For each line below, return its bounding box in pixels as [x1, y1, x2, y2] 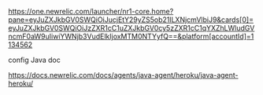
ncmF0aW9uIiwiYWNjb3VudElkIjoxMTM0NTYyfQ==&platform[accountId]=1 [8, 31, 254, 41]
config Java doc [8, 55, 61, 64]
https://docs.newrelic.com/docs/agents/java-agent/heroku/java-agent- [8, 71, 239, 79]
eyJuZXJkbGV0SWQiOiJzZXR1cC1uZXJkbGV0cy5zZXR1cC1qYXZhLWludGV [8, 24, 255, 32]
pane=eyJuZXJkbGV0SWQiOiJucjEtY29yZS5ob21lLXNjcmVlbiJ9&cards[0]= [8, 15, 254, 24]
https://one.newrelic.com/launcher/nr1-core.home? [8, 7, 174, 16]
